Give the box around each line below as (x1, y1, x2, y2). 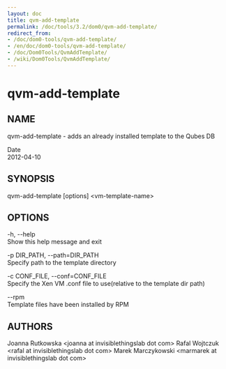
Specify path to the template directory (7, 259, 116, 267)
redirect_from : (7, 29, 52, 37)
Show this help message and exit (7, 238, 103, 246)
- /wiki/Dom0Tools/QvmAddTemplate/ (7, 56, 111, 63)
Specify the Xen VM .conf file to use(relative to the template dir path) (7, 280, 206, 288)
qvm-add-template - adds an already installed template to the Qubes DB (7, 132, 215, 140)
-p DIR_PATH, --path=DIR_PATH (7, 251, 99, 259)
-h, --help (7, 230, 36, 239)
